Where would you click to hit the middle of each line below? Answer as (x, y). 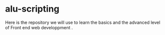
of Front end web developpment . (39, 27)
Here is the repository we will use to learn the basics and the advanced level (83, 22)
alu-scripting (32, 9)
